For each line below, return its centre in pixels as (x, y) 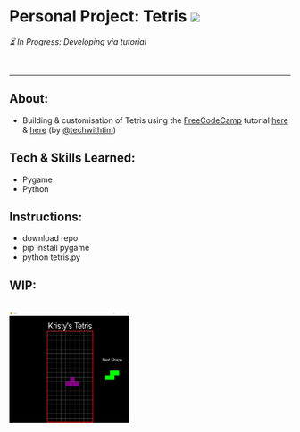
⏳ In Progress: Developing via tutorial (78, 41)
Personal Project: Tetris (98, 17)
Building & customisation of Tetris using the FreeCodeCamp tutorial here (155, 120)
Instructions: (46, 216)
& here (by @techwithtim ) (69, 129)
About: (29, 99)
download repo (50, 238)
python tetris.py (51, 257)
